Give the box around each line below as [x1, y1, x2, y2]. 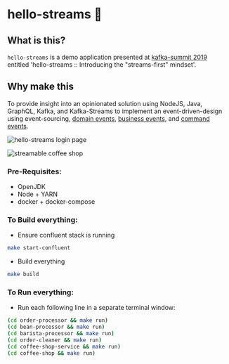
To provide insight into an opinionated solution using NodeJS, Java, [7, 99, 202, 108]
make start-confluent [7, 245, 71, 252]
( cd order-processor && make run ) [7, 317, 109, 324]
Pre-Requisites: [7, 167, 62, 176]
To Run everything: [7, 287, 74, 297]
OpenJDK [17, 183, 46, 191]
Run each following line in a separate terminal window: [17, 304, 176, 312]
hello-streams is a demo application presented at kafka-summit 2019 [7, 53, 207, 61]
